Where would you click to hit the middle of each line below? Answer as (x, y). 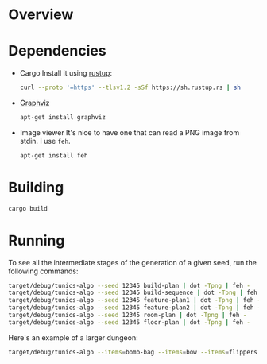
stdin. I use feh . (45, 141)
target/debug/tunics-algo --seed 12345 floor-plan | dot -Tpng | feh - (129, 322)
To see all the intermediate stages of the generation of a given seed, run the (132, 262)
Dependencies (57, 51)
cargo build (28, 208)
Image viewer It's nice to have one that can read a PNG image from (130, 132)
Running (37, 240)
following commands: (43, 271)
